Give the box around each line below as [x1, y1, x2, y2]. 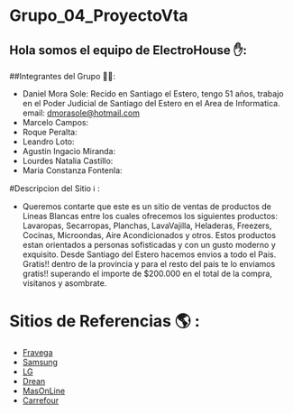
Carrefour [22, 394, 60, 406]
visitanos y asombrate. [22, 278, 107, 289]
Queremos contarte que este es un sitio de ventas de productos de [22, 201, 272, 212]
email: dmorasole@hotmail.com [22, 107, 140, 118]
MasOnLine [22, 385, 66, 396]
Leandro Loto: [22, 136, 75, 147]
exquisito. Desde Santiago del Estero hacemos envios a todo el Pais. [22, 249, 277, 260]
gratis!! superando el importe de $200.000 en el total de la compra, [22, 268, 273, 279]
